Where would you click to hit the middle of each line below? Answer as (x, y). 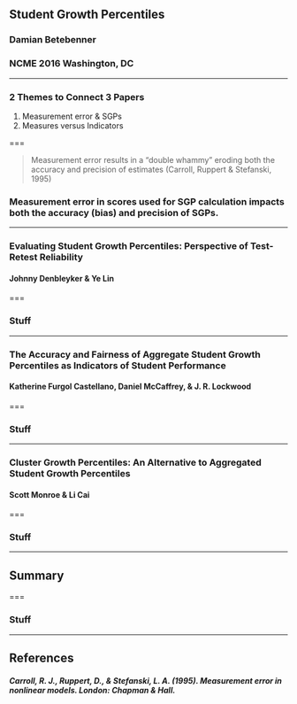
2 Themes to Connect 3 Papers (77, 97)
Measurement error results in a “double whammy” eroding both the (153, 159)
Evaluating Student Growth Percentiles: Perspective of (129, 246)
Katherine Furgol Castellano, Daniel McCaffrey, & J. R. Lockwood (130, 387)
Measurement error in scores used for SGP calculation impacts (147, 201)
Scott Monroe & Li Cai (49, 494)
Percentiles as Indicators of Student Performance (118, 365)
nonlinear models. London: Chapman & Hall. (92, 690)
